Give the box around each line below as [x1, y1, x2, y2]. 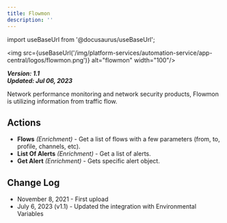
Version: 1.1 [7, 69, 40, 78]
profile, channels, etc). [16, 142, 81, 151]
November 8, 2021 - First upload [16, 195, 109, 203]
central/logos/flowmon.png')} [7, 56, 90, 64]
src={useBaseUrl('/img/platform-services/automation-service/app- [23, 49, 213, 57]
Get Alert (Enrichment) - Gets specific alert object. [16, 157, 161, 165]
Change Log [7, 176, 60, 189]
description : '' [7, 16, 53, 23]
